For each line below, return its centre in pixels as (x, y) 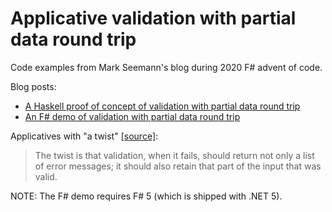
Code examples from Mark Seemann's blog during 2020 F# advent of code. (166, 67)
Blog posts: (33, 86)
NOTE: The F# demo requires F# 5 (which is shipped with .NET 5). (146, 196)
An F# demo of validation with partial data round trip (132, 116)
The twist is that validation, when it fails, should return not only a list (174, 155)
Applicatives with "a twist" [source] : (84, 136)
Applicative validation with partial (153, 18)
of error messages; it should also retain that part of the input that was (178, 166)
